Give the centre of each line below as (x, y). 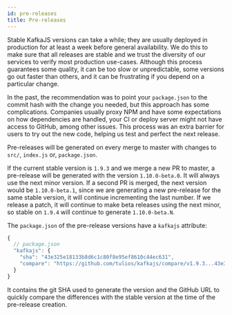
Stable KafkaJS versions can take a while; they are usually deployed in (107, 39)
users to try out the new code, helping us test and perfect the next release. (114, 134)
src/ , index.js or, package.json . (52, 154)
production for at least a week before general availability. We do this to (108, 47)
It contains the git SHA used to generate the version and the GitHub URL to (113, 289)
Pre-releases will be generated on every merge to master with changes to (112, 147)
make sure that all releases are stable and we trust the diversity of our (106, 54)
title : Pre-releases (37, 20)
